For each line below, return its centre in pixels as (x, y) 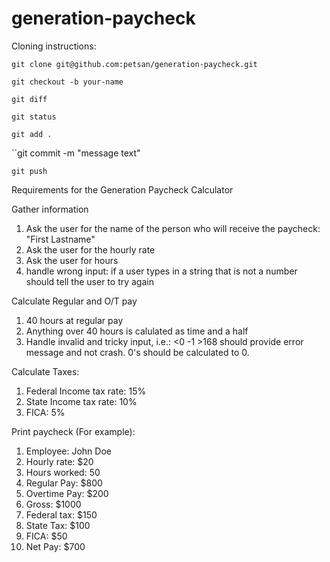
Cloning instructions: (54, 46)
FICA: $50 (46, 536)
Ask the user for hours (72, 260)
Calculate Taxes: (45, 371)
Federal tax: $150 (61, 514)
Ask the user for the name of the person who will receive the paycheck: (173, 228)
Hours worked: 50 (63, 472)
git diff (29, 99)
